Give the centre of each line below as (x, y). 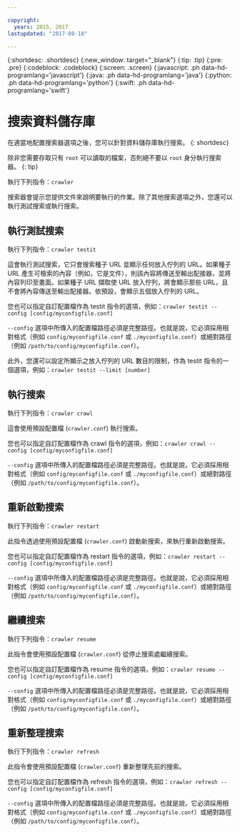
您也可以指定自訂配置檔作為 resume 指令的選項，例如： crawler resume (111, 669)
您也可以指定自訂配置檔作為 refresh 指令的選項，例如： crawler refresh (112, 782)
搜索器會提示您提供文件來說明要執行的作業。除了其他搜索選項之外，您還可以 (120, 197)
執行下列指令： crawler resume (52, 638)
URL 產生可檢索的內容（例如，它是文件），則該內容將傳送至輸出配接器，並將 (119, 274)
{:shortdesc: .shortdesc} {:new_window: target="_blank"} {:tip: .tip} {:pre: (115, 60)
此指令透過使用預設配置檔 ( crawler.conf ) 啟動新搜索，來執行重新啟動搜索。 (118, 541)
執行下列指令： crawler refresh (54, 751)
